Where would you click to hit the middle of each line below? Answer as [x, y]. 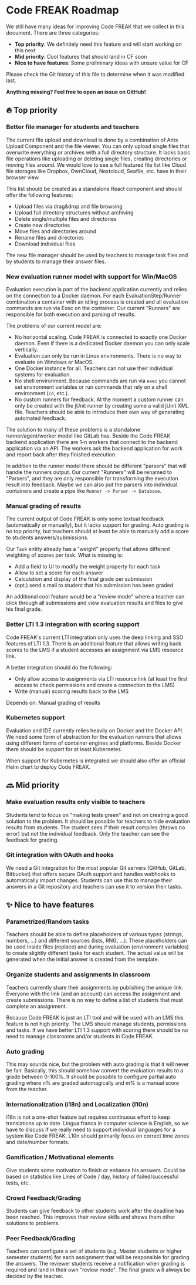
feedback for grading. [32, 840]
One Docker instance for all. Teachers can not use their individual [94, 368]
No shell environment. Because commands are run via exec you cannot [100, 381]
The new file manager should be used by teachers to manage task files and [97, 255]
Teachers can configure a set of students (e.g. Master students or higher [94, 1251]
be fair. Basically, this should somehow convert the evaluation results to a [95, 1071]
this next [25, 50]
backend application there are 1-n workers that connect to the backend [92, 442]
